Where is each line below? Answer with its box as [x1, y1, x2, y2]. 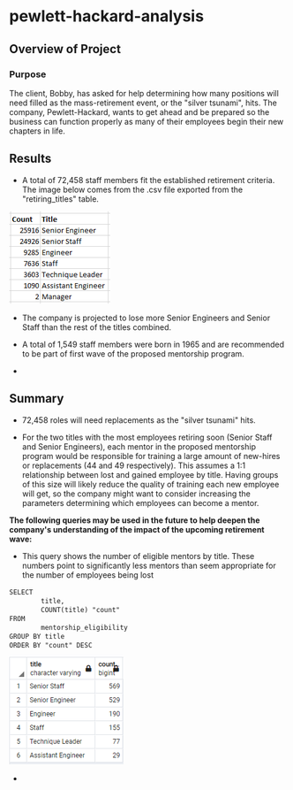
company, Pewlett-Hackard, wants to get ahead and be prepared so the [9, 106, 270, 117]
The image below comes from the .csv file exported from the [21, 184, 244, 195]
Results [9, 151, 52, 166]
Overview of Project [9, 42, 122, 57]
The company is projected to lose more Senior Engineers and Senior [21, 312, 271, 323]
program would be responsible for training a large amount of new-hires [21, 450, 281, 461]
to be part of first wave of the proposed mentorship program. [21, 348, 244, 359]
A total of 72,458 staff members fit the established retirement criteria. [21, 174, 275, 185]
